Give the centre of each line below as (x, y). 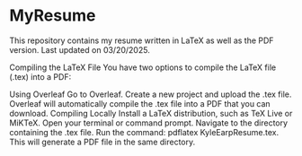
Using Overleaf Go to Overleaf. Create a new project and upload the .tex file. (151, 94)
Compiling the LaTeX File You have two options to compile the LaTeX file (143, 67)
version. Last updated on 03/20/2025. (80, 49)
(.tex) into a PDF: (40, 76)
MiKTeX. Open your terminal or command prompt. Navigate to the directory (149, 123)
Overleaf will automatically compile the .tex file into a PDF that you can (140, 103)
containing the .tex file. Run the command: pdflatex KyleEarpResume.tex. (144, 132)
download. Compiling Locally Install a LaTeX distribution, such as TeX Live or (151, 113)
